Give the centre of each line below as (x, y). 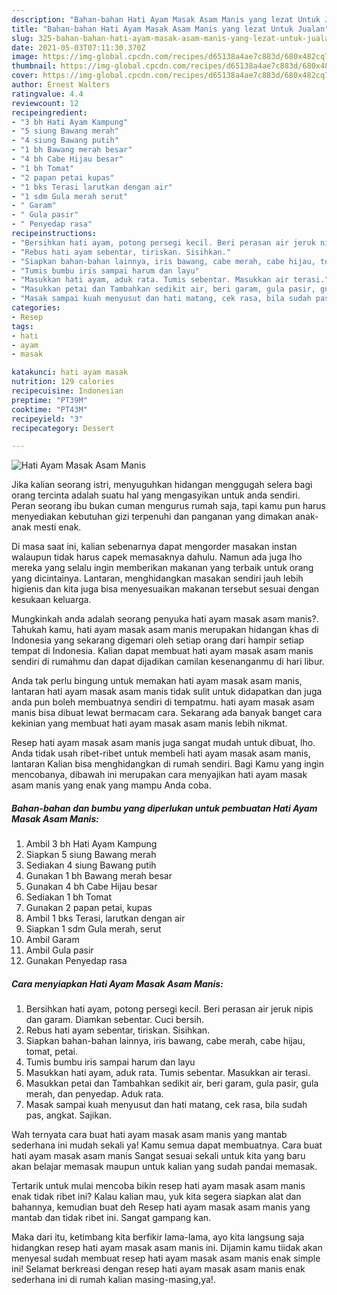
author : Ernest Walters (61, 85)
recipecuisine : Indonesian (67, 391)
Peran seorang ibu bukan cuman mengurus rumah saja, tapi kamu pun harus (169, 506)
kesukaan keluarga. (51, 600)
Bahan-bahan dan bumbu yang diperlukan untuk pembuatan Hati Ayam (164, 808)
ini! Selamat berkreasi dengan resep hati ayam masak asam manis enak (158, 1269)
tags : (22, 326)
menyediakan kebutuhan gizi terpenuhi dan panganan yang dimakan (152, 517)
